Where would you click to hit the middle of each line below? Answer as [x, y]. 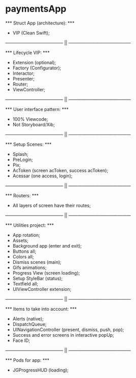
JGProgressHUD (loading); [41, 370]
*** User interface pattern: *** [37, 109]
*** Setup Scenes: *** [28, 144]
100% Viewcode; [30, 119]
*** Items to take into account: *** [41, 309]
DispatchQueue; [29, 324]
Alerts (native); [28, 318]
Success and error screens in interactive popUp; [63, 335]
